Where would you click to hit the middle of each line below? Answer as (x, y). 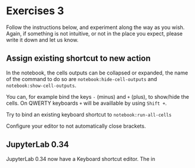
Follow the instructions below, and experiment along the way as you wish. (95, 27)
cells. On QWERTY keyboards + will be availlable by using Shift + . (86, 103)
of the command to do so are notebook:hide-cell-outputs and (82, 79)
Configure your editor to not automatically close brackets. (76, 126)
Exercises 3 (35, 11)
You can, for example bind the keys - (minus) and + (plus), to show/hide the (98, 96)
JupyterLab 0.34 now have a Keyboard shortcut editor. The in (81, 159)
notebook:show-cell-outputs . (41, 85)
